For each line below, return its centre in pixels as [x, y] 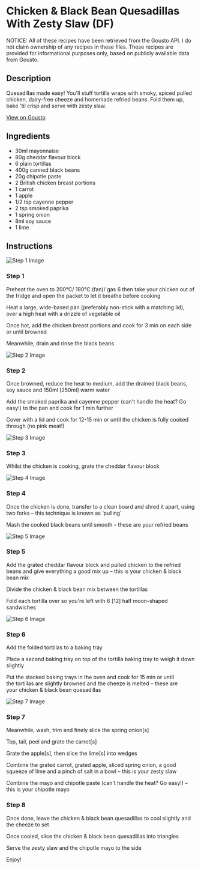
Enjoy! [14, 859]
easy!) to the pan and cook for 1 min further [60, 408]
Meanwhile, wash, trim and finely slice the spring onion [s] [78, 730]
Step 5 [16, 552]
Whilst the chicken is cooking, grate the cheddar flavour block [83, 466]
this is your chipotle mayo [38, 789]
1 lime [22, 227]
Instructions [29, 246]
